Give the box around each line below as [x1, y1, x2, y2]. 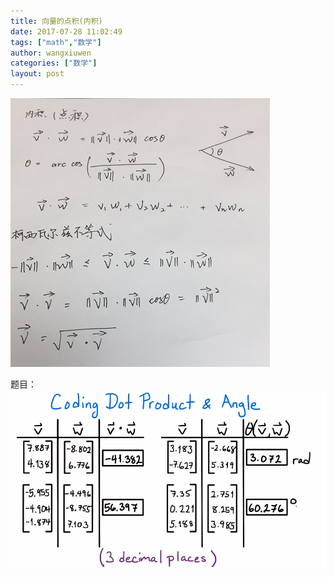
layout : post [10, 69, 65, 79]
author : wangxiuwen [10, 48, 92, 58]
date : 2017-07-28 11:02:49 [10, 26, 123, 37]
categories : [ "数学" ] [10, 58, 98, 69]
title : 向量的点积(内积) [10, 16, 103, 26]
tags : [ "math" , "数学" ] [10, 37, 102, 47]
